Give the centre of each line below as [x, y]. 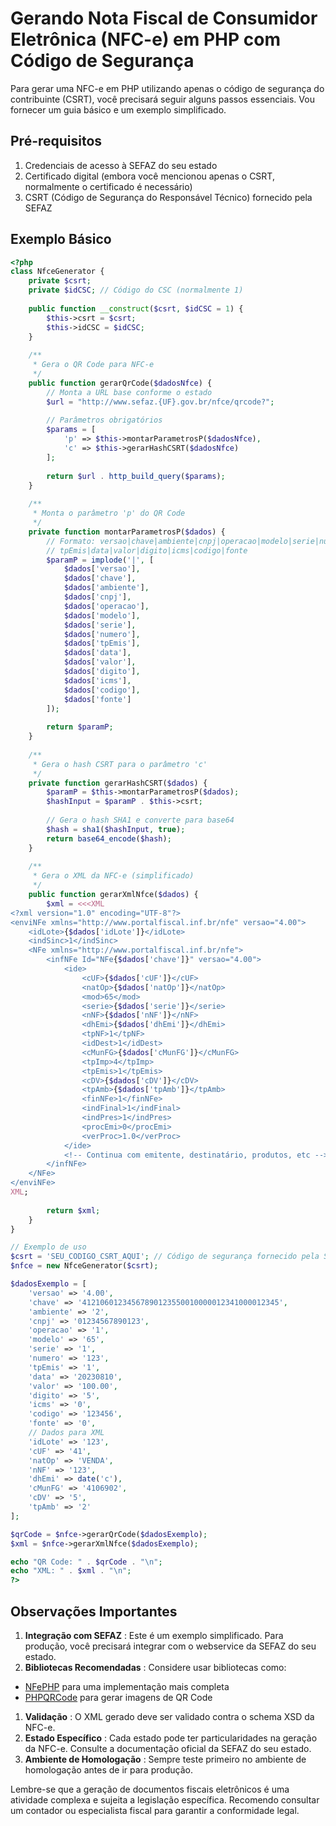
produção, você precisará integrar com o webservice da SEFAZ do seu [170, 1646]
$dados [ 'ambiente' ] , [106, 588]
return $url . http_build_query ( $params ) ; [136, 476]
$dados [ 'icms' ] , [97, 680]
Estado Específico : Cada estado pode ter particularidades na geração [171, 1738]
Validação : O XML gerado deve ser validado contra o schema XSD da [169, 1716]
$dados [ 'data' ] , [97, 653]
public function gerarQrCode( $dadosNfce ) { [120, 383]
